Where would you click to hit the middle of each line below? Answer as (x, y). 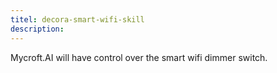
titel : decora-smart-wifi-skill (77, 19)
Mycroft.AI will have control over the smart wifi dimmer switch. (139, 57)
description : (37, 29)
